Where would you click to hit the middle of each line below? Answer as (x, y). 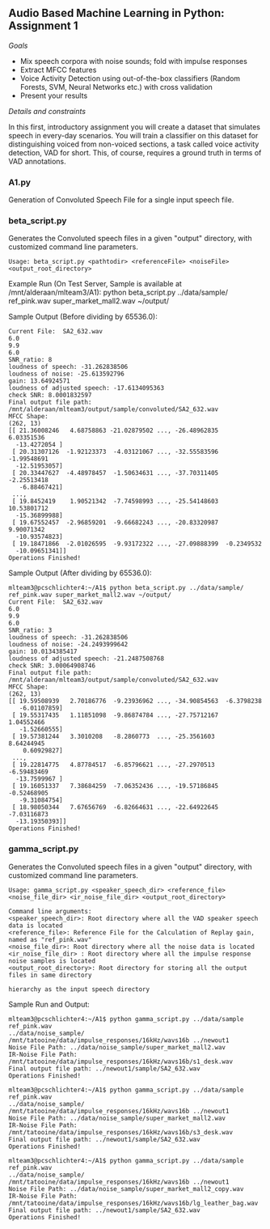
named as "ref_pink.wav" (50, 939)
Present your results (54, 95)
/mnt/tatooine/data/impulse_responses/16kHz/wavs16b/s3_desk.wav (120, 1132)
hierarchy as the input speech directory (79, 989)
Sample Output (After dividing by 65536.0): (80, 573)
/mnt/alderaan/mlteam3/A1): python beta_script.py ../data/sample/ (118, 292)
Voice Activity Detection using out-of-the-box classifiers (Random (130, 78)
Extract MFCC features (58, 70)
